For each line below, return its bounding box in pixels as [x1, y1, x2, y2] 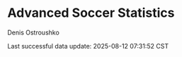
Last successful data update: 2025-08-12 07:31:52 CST [7, 42, 169, 50]
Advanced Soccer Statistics [7, 5, 175, 21]
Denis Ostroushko [7, 28, 60, 37]
